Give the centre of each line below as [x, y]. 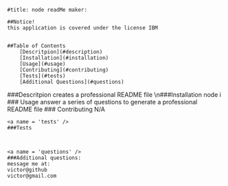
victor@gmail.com [32, 176]
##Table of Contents [37, 46]
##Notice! [21, 22]
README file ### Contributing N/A [56, 109]
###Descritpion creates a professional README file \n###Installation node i [114, 95]
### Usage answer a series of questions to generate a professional [102, 102]
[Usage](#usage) [43, 64]
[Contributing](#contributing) [64, 70]
